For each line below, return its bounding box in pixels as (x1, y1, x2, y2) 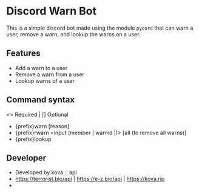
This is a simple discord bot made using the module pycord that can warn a (6, 24, 194, 31)
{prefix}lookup (15, 135, 52, 143)
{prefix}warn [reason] (15, 122, 70, 129)
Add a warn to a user (15, 64, 68, 71)
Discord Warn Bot (6, 4, 97, 18)
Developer (6, 152, 47, 163)
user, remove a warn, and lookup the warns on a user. (6, 30, 141, 38)
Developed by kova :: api (15, 169, 77, 176)
